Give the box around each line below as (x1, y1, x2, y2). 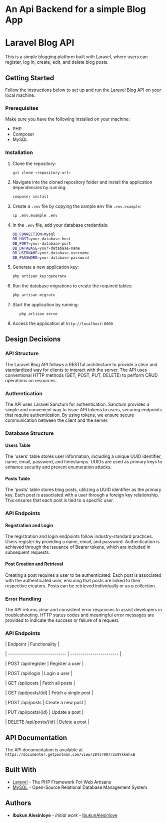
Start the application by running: (12, 302, 79, 308)
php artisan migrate (12, 292, 55, 298)
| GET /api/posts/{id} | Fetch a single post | (5, 690, 93, 696)
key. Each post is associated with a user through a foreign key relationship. (5, 492, 159, 498)
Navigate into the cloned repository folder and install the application (12, 179, 152, 185)
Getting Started (5, 74, 54, 82)
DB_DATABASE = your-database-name (12, 246, 80, 251)
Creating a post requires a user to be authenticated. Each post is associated (5, 572, 161, 578)
